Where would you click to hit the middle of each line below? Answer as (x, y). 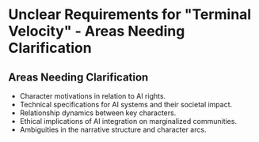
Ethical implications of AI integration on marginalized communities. (128, 121)
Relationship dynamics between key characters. (98, 113)
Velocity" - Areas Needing (97, 31)
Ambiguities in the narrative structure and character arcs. (113, 129)
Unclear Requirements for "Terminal (130, 15)
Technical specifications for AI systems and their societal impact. (126, 105)
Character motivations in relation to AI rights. (93, 96)
